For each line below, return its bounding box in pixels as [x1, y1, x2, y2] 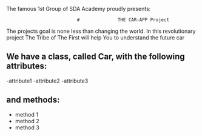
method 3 [15, 124, 39, 131]
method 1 [15, 110, 38, 118]
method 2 [15, 117, 39, 124]
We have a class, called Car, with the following [6, 52, 185, 62]
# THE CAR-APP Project [76, 17, 170, 23]
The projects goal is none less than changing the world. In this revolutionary [6, 27, 196, 35]
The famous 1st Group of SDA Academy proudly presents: [6, 5, 151, 12]
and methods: [6, 95, 60, 105]
